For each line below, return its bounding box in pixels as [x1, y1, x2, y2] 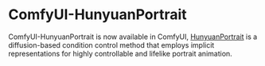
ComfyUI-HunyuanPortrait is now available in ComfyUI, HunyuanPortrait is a [8, 32, 258, 41]
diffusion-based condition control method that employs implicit [8, 40, 215, 49]
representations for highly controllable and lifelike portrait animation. [8, 49, 232, 58]
